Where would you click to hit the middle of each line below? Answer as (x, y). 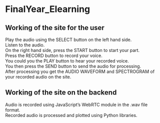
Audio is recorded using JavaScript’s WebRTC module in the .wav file (76, 104)
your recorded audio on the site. (38, 77)
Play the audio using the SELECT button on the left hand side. (68, 39)
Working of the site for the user (55, 28)
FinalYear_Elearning (48, 9)
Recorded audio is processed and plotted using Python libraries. (71, 115)
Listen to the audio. (25, 45)
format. (13, 110)
